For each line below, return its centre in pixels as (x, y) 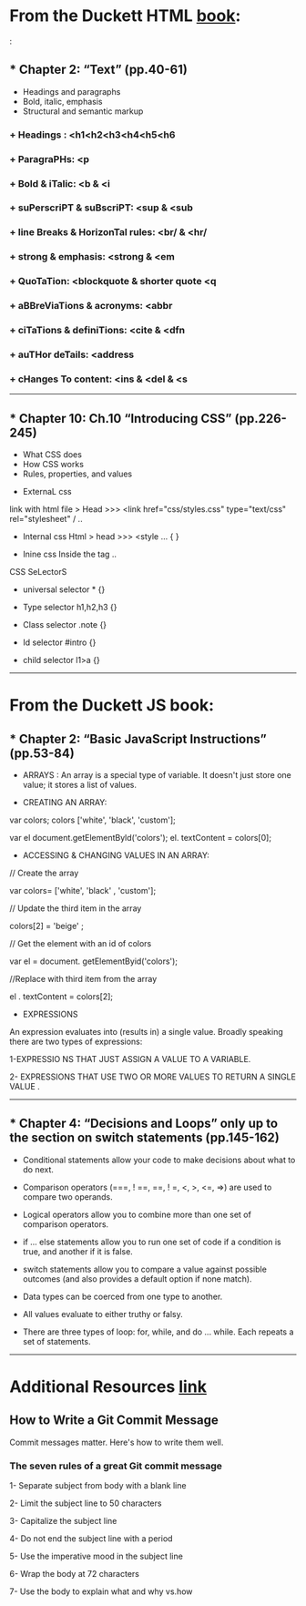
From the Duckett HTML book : (125, 16)
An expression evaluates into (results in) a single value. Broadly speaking (147, 1032)
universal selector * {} (64, 589)
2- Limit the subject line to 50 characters (86, 1503)
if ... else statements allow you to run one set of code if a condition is (152, 1242)
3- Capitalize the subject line (63, 1521)
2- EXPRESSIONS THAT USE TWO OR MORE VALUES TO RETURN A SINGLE (153, 1077)
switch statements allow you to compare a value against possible (144, 1269)
